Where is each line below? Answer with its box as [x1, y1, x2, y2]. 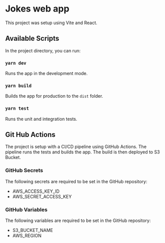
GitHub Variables [5, 206, 48, 213]
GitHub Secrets [5, 167, 44, 174]
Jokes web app [5, 3, 70, 15]
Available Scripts [5, 34, 59, 43]
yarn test [5, 106, 29, 111]
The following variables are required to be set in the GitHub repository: [5, 217, 151, 224]
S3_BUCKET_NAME [12, 227, 54, 233]
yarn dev [5, 60, 27, 66]
